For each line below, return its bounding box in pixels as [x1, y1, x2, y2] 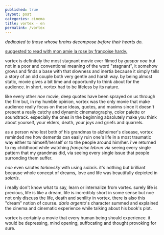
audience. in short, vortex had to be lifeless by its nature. [5, 84, 120, 90]
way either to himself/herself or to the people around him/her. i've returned [5, 139, 156, 145]
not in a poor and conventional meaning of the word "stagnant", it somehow [5, 63, 158, 69]
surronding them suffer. [5, 155, 53, 161]
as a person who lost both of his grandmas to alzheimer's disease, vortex [5, 129, 153, 135]
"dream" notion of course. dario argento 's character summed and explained [5, 200, 159, 206]
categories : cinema [5, 16, 45, 21]
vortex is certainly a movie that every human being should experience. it [5, 215, 151, 221]
